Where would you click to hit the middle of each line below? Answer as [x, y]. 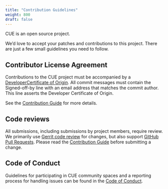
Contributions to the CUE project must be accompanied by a [68, 77]
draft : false [19, 19]
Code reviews [27, 119]
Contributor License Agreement [56, 65]
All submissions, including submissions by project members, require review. [84, 131]
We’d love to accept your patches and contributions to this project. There [81, 44]
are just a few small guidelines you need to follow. [57, 49]
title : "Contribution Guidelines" [42, 10]
